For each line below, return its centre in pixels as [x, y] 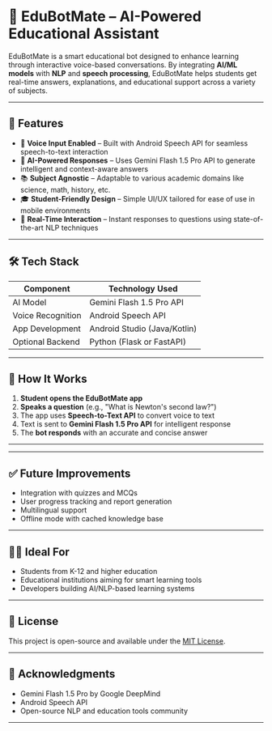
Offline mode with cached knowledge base [91, 519]
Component [47, 288]
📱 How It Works [48, 378]
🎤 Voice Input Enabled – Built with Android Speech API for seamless [134, 143]
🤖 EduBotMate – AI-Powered [105, 17]
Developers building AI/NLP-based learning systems [107, 589]
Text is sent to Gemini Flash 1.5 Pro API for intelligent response [125, 424]
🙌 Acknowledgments [62, 674]
